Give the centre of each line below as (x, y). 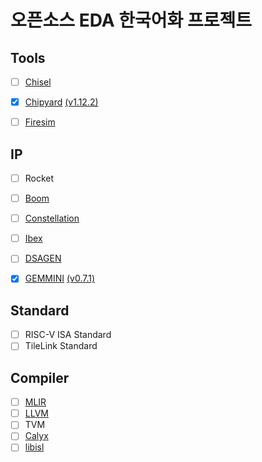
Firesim (40, 122)
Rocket (39, 178)
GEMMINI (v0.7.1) (60, 278)
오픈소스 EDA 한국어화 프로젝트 (131, 20)
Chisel (38, 82)
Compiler (40, 377)
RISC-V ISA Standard (68, 335)
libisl (34, 447)
